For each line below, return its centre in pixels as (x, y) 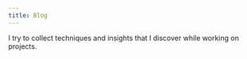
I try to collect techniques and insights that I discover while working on (124, 38)
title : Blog (28, 15)
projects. (23, 46)
